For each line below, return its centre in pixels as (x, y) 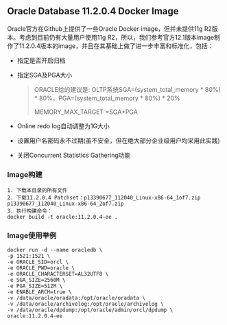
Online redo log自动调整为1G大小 (63, 125)
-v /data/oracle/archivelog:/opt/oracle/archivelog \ (86, 304)
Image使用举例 (32, 236)
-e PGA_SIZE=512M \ (35, 286)
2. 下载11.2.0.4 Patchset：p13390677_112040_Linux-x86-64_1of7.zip (104, 198)
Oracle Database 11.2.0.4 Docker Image (93, 11)
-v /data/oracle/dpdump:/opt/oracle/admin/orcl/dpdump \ (90, 310)
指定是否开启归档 (41, 60)
